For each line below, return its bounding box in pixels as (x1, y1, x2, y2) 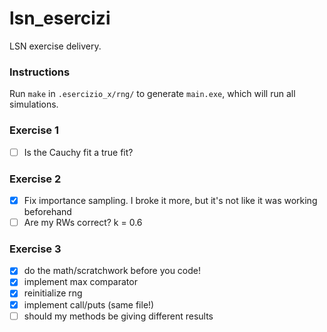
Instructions (9, 65, 71, 79)
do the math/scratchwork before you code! (23, 265, 202, 277)
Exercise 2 (9, 172, 62, 186)
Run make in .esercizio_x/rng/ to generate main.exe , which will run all (9, 88, 296, 100)
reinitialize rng (23, 287, 83, 299)
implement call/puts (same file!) (23, 298, 155, 311)
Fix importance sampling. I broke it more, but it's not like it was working (23, 194, 318, 206)
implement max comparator (23, 276, 138, 288)
